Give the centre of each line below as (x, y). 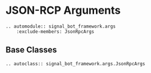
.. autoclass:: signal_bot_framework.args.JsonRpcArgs (75, 63)
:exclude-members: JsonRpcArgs (55, 31)
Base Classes (31, 50)
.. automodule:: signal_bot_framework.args (61, 26)
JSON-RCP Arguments (63, 10)
